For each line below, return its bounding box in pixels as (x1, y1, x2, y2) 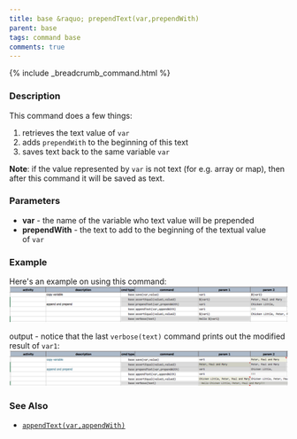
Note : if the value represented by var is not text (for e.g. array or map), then (9, 163, 286, 174)
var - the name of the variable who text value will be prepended (21, 215, 255, 225)
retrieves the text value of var (21, 127, 130, 137)
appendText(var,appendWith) (21, 421, 126, 430)
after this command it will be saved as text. (9, 173, 165, 184)
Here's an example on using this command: (9, 276, 167, 287)
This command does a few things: (9, 110, 133, 121)
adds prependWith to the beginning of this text (21, 137, 188, 147)
